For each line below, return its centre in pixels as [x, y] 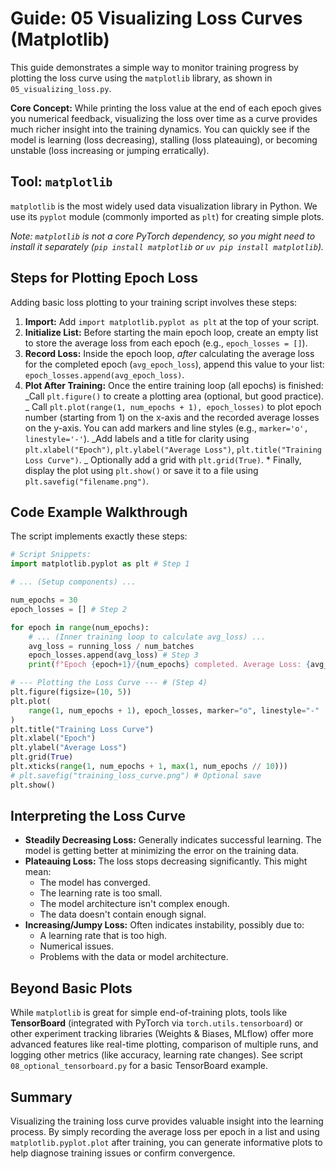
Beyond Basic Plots [71, 988]
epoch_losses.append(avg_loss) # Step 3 [113, 655]
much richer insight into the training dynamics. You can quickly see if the [160, 129]
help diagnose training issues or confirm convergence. [123, 1153]
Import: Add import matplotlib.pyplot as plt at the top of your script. [172, 321]
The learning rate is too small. [101, 893]
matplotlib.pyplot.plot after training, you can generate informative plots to [166, 1143]
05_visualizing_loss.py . [61, 88]
